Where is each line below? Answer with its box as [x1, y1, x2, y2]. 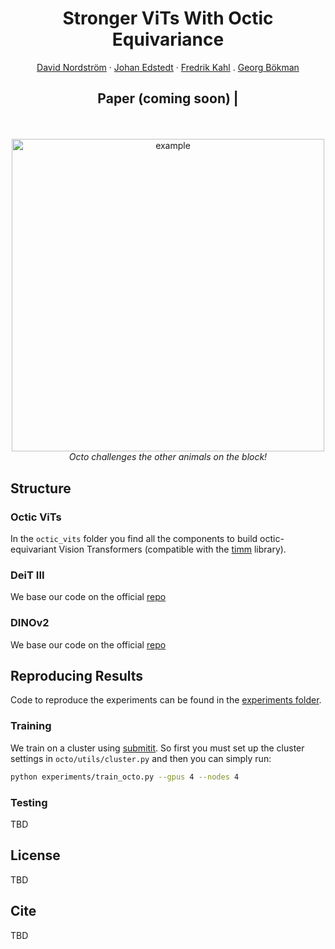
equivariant [10, 543, 57, 556]
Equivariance [111, 28, 225, 51]
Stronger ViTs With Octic [62, 7, 274, 30]
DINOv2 [10, 616, 50, 630]
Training [10, 719, 52, 733]
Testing [10, 795, 48, 809]
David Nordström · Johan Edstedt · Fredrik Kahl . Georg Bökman [36, 61, 300, 73]
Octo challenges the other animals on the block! [68, 451, 268, 463]
